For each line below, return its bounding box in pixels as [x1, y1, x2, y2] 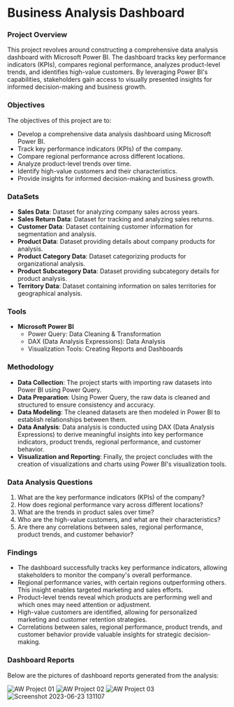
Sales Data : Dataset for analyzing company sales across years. [17, 207, 200, 216]
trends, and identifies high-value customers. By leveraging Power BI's [7, 68, 208, 76]
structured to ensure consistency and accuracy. [17, 400, 156, 409]
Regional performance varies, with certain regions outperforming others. [17, 578, 227, 587]
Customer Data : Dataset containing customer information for [17, 222, 193, 231]
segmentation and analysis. [17, 230, 96, 238]
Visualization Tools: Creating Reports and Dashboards [27, 344, 184, 353]
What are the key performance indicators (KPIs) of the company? [17, 493, 205, 501]
